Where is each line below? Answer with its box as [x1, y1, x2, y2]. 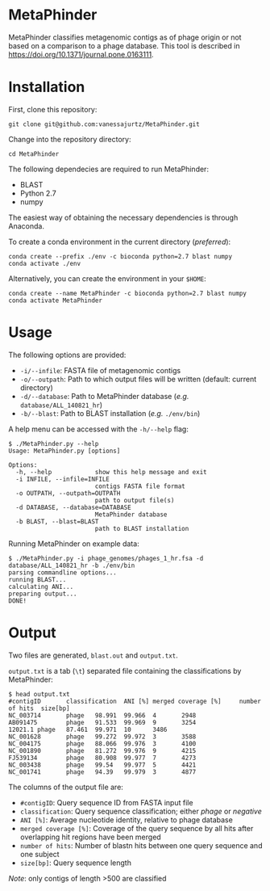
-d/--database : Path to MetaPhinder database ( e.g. [19, 391, 189, 401]
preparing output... [8, 590, 78, 598]
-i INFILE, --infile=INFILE [15, 475, 110, 483]
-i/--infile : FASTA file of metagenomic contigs [19, 365, 181, 375]
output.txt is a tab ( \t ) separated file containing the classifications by [8, 666, 242, 675]
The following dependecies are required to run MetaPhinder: [8, 164, 210, 174]
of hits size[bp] [8, 704, 70, 712]
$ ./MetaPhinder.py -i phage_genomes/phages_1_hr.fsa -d [8, 554, 204, 562]
